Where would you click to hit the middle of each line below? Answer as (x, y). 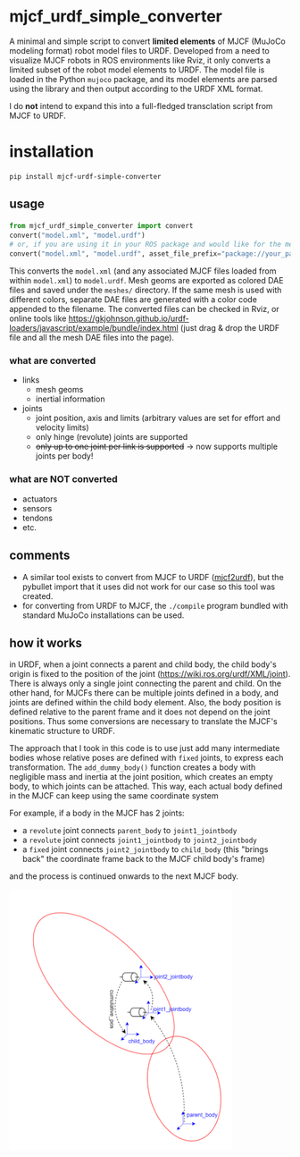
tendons (37, 518)
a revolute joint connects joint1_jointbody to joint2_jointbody (139, 840)
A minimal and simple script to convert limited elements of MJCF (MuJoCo (147, 41)
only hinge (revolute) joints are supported (112, 437)
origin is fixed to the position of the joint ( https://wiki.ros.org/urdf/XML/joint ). (150, 674)
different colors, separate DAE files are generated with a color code (133, 300)
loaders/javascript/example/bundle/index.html (94, 328)
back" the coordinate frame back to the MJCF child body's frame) (143, 859)
